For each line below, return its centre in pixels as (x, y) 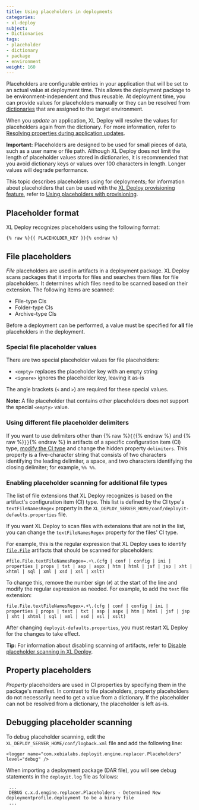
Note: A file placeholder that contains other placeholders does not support (97, 401)
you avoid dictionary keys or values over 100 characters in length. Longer (96, 164)
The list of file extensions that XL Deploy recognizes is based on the (89, 495)
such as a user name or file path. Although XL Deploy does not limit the (93, 151)
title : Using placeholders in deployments (59, 12)
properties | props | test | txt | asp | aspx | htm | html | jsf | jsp (98, 611)
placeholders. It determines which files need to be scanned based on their (97, 283)
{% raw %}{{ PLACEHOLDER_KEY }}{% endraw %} (62, 238)
